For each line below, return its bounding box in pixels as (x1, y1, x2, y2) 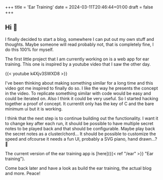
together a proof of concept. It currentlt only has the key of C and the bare (5, 101, 154, 107)
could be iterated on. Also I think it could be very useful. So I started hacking (5, 95, 159, 101)
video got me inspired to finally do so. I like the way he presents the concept (5, 85, 158, 91)
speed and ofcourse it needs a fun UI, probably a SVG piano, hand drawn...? (5, 136, 157, 142)
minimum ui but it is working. (5, 106, 63, 111)
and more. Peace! (5, 170, 40, 176)
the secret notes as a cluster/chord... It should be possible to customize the (5, 131, 156, 137)
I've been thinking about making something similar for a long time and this (5, 80, 153, 86)
